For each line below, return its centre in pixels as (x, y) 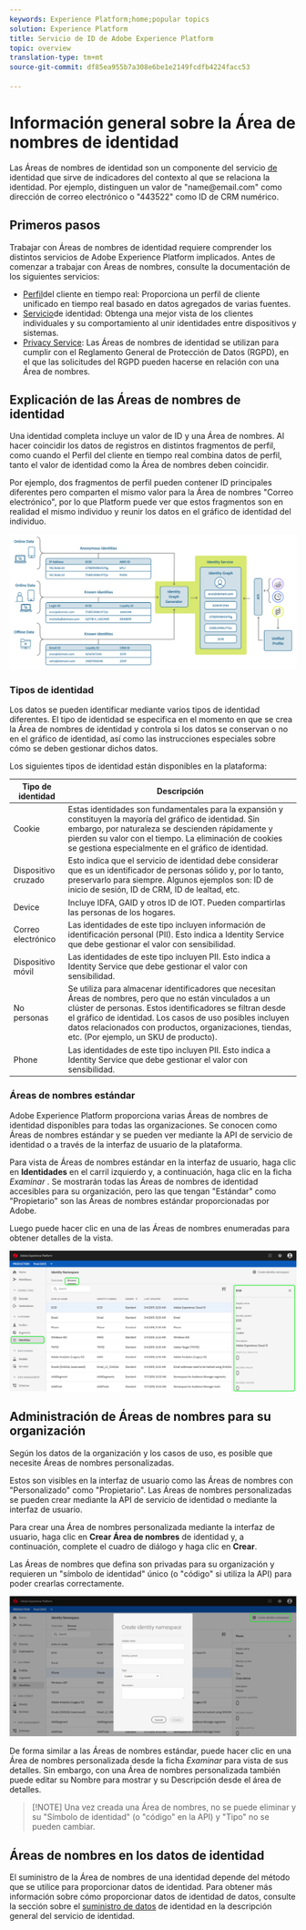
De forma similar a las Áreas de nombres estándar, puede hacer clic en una (150, 1751)
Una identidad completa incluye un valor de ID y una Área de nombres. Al (147, 436)
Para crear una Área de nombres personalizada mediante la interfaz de (143, 1527)
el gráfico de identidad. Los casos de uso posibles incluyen (178, 1018)
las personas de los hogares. (122, 912)
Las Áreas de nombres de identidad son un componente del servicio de (143, 168)
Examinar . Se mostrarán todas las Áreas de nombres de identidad (134, 1181)
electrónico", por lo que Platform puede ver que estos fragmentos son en (147, 502)
